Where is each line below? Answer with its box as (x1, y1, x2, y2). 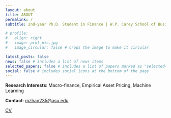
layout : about (5, 7, 36, 13)
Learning (5, 87, 24, 94)
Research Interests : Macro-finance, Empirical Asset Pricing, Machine (5, 82, 151, 88)
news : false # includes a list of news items (5, 59, 103, 64)
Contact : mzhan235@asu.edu (5, 98, 69, 104)
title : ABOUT (5, 12, 33, 17)
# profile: (5, 31, 28, 36)
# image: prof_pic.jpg (5, 40, 58, 46)
